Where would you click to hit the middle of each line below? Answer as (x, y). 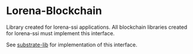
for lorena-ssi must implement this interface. (60, 33)
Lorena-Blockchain (54, 11)
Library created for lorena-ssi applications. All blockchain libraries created (97, 27)
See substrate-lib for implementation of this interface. (72, 45)
